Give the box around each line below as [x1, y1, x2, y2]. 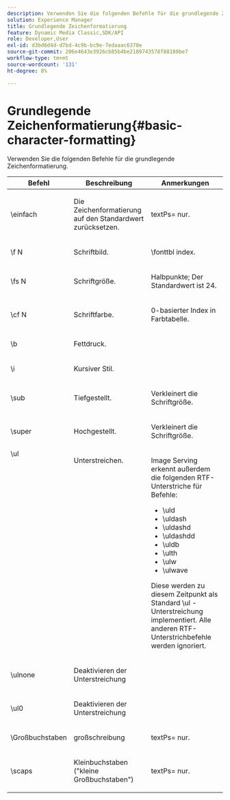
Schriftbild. [73, 248, 109, 257]
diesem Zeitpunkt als [151, 589, 218, 599]
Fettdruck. [73, 339, 107, 349]
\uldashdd [162, 531, 195, 541]
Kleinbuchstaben [73, 757, 129, 767]
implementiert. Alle [151, 615, 212, 625]
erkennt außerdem [151, 464, 211, 474]
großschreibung [73, 733, 125, 742]
